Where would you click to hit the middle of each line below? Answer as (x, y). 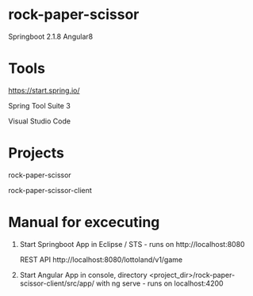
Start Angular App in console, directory (84, 275)
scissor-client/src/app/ (57, 283)
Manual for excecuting (84, 222)
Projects (36, 153)
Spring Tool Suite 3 (40, 105)
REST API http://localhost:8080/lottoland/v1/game (101, 260)
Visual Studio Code (40, 121)
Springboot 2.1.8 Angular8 (51, 36)
